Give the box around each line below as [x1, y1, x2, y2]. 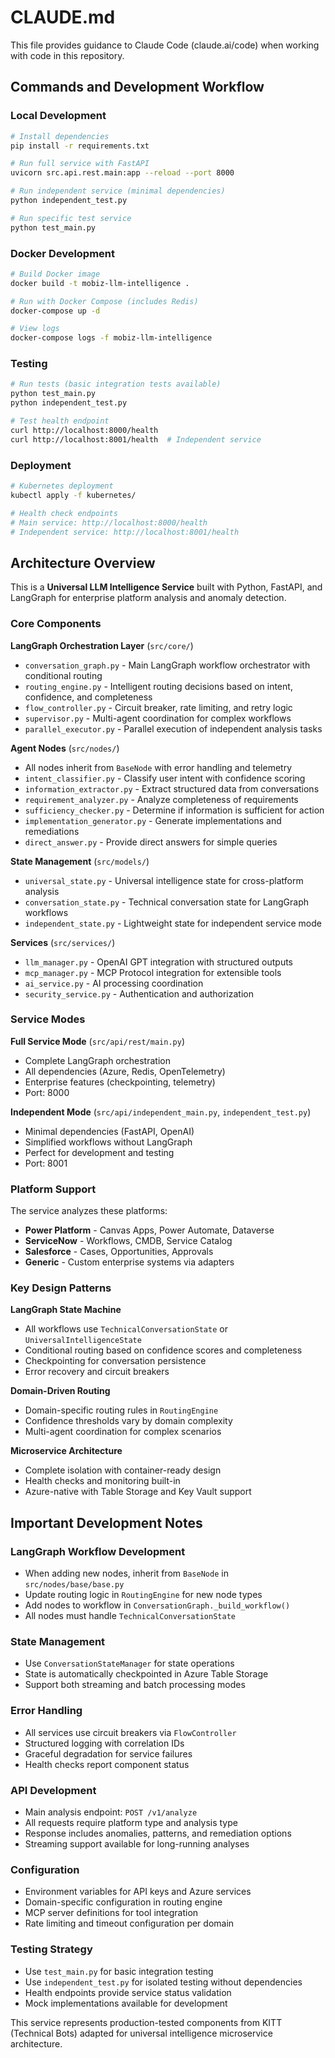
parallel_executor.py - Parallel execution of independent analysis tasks [24, 722, 323, 735]
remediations [24, 825, 80, 837]
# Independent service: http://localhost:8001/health [10, 527, 240, 537]
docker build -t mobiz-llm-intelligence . [10, 278, 190, 288]
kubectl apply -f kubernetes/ [10, 490, 137, 500]
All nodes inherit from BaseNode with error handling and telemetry [24, 761, 293, 773]
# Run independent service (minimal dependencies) [10, 186, 226, 196]
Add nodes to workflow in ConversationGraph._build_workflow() [24, 1599, 291, 1611]
